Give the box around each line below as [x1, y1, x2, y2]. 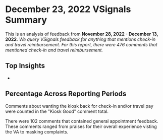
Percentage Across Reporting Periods [5, 90, 127, 98]
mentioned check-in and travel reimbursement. [5, 47, 103, 53]
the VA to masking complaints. [5, 128, 69, 134]
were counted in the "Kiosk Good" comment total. [5, 108, 108, 114]
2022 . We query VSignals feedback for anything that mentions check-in [5, 36, 156, 42]
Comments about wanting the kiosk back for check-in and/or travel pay [5, 103, 154, 109]
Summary [5, 14, 47, 26]
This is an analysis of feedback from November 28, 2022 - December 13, [5, 31, 158, 37]
